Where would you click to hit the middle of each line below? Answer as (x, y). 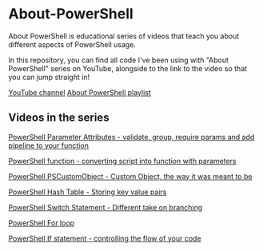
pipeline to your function (49, 145)
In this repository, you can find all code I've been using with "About (119, 60)
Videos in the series (59, 118)
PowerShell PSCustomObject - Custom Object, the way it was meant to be (130, 176)
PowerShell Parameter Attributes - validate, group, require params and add (131, 137)
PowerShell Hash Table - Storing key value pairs (88, 192)
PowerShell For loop (41, 223)
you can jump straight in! (49, 77)
